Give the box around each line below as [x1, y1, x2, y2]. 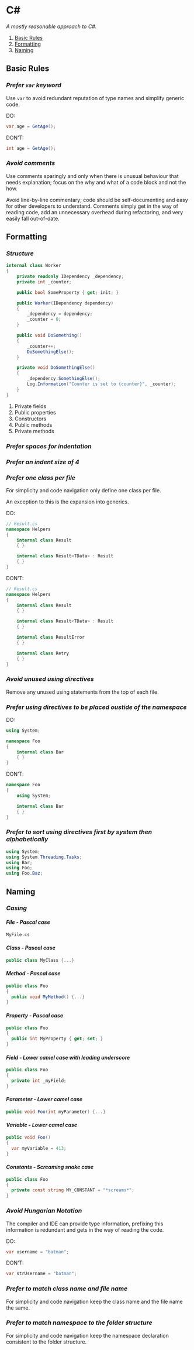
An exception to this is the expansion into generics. [6, 498, 129, 505]
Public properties [14, 409, 57, 416]
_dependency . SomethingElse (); [27, 376, 101, 382]
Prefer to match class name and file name [6, 1284, 128, 1293]
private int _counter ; [16, 279, 72, 285]
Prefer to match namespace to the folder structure [6, 1318, 153, 1327]
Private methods [14, 427, 54, 434]
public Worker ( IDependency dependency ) [16, 300, 114, 306]
